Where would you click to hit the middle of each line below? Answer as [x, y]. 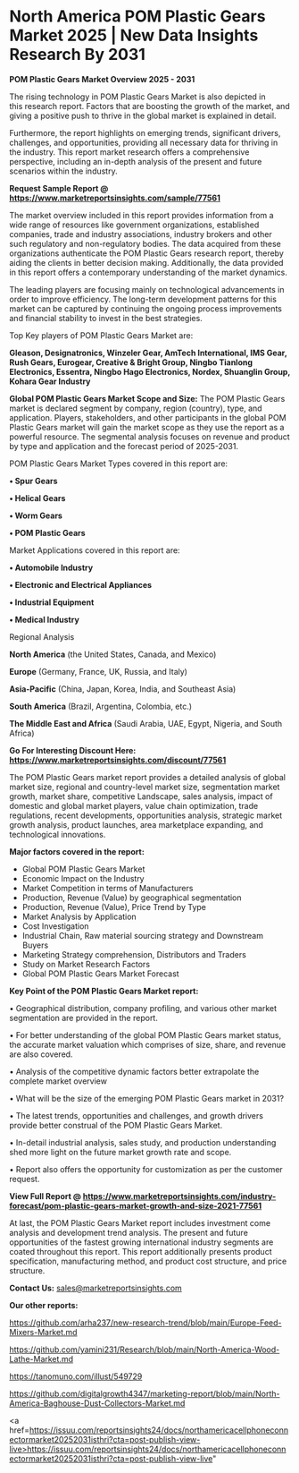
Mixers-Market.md [43, 1332]
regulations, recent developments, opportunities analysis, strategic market [146, 815]
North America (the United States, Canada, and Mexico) [113, 654]
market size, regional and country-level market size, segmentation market [145, 787]
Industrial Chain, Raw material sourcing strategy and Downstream [142, 935]
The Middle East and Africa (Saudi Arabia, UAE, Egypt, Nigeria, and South [146, 723]
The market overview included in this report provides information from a [141, 215]
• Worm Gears [36, 515]
